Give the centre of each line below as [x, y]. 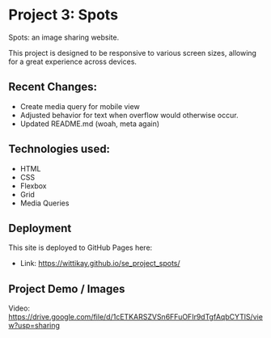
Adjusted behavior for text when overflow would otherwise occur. [129, 115]
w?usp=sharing [34, 326]
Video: [19, 308]
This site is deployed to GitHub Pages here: [80, 247]
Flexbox [33, 186]
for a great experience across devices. [73, 61]
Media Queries [44, 203]
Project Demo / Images [67, 289]
